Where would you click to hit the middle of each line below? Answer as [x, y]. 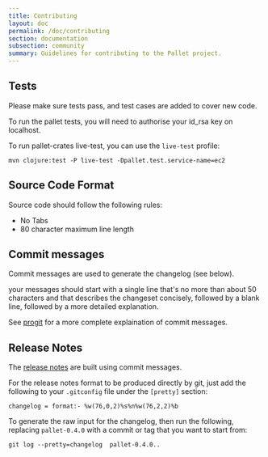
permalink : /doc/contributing [59, 31]
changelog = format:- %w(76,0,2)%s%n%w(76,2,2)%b [94, 406]
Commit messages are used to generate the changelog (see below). [121, 274]
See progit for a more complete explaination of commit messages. [118, 322]
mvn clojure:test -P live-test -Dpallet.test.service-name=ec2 [117, 160]
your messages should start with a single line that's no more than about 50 [132, 290]
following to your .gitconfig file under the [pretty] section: [108, 391]
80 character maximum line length [77, 229]
